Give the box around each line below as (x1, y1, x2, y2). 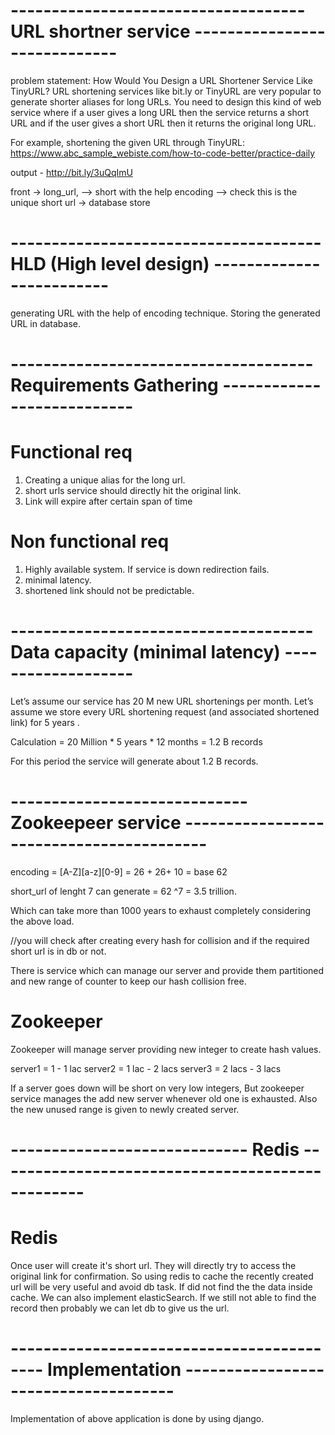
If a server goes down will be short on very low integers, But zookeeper (10, 1082, 305, 1094)
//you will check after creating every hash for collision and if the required (10, 934, 310, 946)
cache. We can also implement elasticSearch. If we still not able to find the (10, 1291, 317, 1303)
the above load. (10, 915, 75, 927)
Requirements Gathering (10, 374, 219, 397)
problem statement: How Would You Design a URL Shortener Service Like (10, 74, 313, 86)
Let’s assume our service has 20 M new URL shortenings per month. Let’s (10, 695, 314, 707)
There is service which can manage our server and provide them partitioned (10, 964, 325, 976)
